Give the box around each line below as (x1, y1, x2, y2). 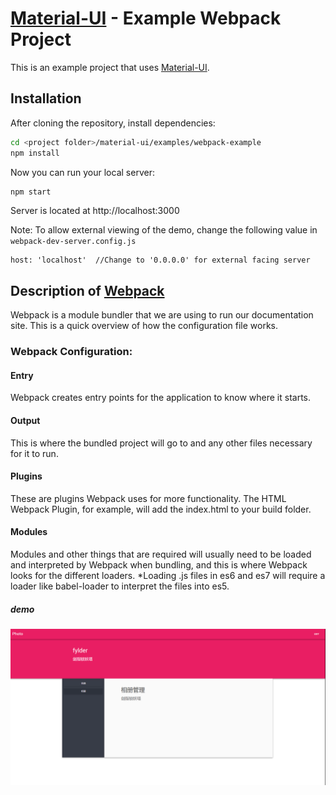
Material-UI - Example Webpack (10, 7, 282, 30)
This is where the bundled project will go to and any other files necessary (10, 437, 313, 449)
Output (10, 414, 41, 426)
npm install (10, 148, 60, 158)
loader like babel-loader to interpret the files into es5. (10, 580, 230, 592)
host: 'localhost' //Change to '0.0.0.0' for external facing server (10, 255, 311, 266)
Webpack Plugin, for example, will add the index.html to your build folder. (10, 503, 312, 515)
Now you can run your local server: (10, 166, 155, 178)
